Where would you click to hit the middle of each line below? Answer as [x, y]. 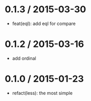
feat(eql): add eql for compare [44, 23]
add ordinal [24, 58]
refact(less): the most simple [42, 93]
